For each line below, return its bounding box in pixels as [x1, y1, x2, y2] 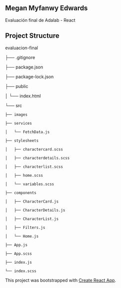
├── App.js [5, 242, 28, 247]
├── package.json [5, 64, 44, 70]
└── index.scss [5, 268, 37, 274]
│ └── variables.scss [5, 181, 55, 187]
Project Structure [5, 32, 60, 40]
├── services [5, 121, 32, 126]
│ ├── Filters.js [5, 225, 46, 230]
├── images [5, 112, 28, 117]
